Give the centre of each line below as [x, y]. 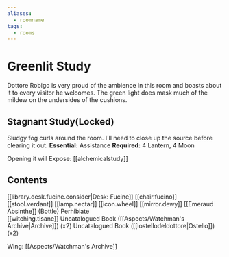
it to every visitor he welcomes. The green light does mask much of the [107, 93]
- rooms [24, 33]
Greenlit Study [49, 66]
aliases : [20, 13]
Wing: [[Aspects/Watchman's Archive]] [62, 246]
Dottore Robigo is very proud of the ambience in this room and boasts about [114, 86]
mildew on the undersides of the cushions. [67, 100]
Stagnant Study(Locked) [61, 122]
